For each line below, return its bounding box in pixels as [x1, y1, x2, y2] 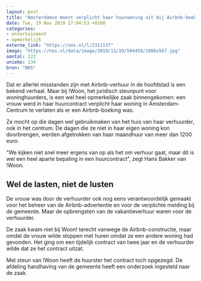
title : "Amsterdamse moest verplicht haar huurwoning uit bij [6, 14, 165, 20]
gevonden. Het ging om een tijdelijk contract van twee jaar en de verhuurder [6, 238, 194, 246]
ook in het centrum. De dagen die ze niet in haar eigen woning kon [6, 124, 170, 132]
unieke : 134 [6, 59, 36, 65]
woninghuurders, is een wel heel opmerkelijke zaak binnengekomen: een [6, 94, 186, 101]
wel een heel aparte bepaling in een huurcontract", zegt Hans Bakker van [6, 156, 187, 163]
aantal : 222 [6, 53, 36, 59]
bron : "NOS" [6, 64, 36, 71]
